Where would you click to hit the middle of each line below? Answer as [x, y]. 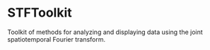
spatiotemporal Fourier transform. [57, 39]
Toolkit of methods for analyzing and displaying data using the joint [105, 32]
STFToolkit [40, 13]
